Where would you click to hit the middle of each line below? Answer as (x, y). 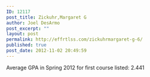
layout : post (22, 34)
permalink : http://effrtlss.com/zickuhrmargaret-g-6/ (75, 39)
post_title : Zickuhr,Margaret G (46, 17)
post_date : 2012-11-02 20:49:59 (46, 51)
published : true (26, 45)
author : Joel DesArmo (33, 23)
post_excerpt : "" (28, 28)
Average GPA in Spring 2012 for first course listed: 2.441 (75, 67)
